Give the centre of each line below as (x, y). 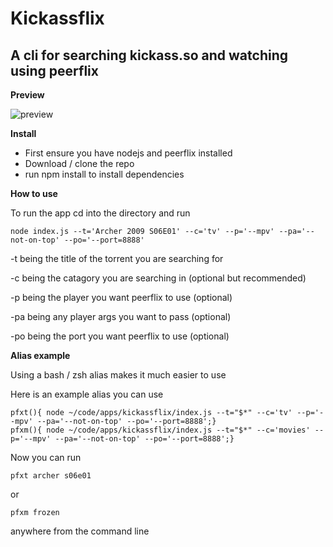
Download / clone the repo (79, 163)
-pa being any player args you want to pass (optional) (121, 316)
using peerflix (54, 70)
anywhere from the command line (80, 531)
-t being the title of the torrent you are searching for (117, 258)
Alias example (40, 355)
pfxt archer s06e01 (51, 476)
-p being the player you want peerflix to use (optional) (121, 297)
